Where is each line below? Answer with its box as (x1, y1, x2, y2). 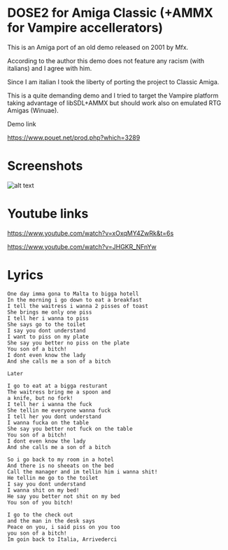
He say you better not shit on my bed (7, 492, 120, 499)
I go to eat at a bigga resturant (7, 382, 108, 389)
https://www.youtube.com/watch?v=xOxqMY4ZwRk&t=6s (7, 229, 174, 237)
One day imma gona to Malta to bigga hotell (7, 290, 139, 297)
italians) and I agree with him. (7, 64, 92, 72)
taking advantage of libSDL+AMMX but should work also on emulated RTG (7, 98, 222, 107)
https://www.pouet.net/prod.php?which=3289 (7, 133, 141, 142)
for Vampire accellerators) (7, 20, 163, 36)
